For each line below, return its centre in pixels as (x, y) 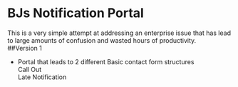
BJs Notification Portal (76, 13)
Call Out (30, 69)
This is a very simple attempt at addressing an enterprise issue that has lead (119, 33)
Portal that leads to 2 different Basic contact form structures (106, 61)
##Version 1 (25, 48)
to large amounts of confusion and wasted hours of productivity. (102, 40)
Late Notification (42, 77)
